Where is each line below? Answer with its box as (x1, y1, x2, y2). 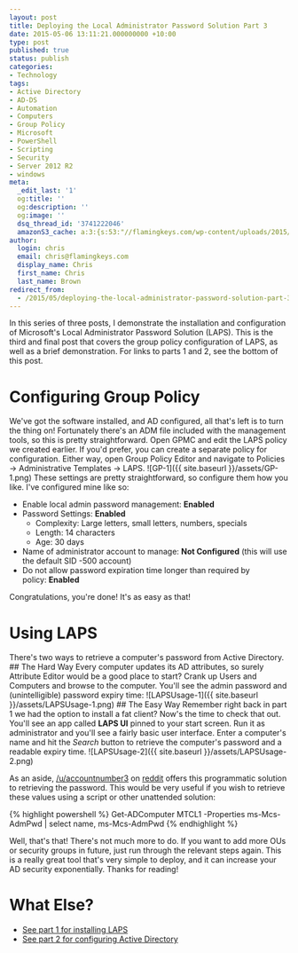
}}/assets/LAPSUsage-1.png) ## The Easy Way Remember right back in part (9, 699, 287, 710)
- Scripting (9, 145, 53, 154)
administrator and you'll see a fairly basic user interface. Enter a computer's (9, 728, 286, 738)
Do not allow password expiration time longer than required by (21, 565, 250, 576)
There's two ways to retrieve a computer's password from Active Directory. (9, 652, 285, 663)
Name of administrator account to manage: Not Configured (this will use (21, 547, 288, 557)
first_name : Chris (17, 269, 86, 278)
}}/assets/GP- (228, 463, 279, 474)
